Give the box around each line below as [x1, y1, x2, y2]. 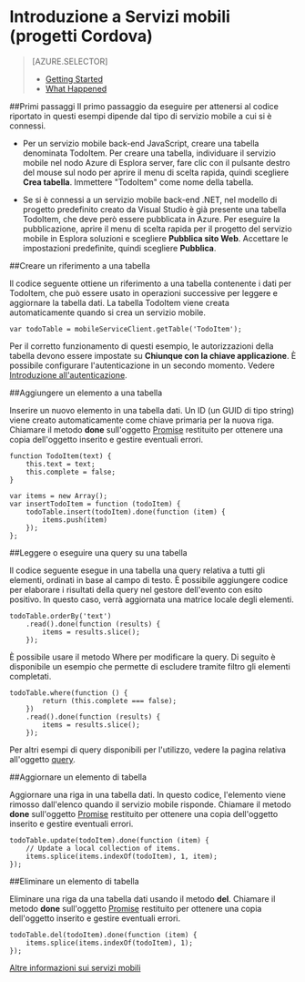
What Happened [45, 83, 107, 94]
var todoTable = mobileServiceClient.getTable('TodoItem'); [9, 324, 243, 333]
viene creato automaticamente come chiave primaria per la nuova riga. [9, 414, 275, 425]
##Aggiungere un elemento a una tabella [9, 387, 163, 398]
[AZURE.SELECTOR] [31, 56, 108, 66]
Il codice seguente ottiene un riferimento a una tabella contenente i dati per [9, 278, 292, 289]
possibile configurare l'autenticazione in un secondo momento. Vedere [9, 360, 275, 371]
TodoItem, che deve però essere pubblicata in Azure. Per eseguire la [22, 213, 280, 224]
